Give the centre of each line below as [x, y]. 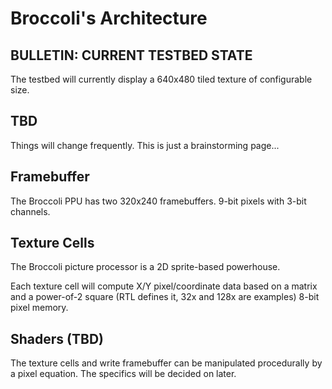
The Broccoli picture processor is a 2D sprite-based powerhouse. [145, 267]
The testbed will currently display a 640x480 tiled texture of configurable [161, 79]
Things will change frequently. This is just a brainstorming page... [145, 145]
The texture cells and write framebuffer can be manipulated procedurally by [166, 363]
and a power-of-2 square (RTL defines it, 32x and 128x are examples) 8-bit [165, 297]
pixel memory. [39, 308]
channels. [30, 211]
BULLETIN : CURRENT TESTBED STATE [131, 55]
